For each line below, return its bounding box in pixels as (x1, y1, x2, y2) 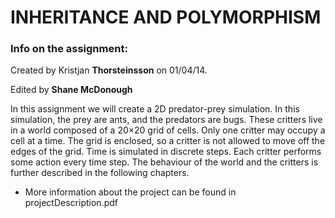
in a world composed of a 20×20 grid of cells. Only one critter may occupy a (10, 124, 326, 136)
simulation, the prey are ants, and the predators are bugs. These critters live (10, 114, 323, 126)
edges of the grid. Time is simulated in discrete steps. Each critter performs (10, 146, 322, 158)
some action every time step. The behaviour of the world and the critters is (10, 156, 319, 168)
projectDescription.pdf (24, 197, 118, 209)
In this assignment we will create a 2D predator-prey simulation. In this (10, 103, 300, 115)
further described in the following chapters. (10, 167, 190, 179)
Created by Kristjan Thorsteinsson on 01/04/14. (10, 64, 208, 76)
